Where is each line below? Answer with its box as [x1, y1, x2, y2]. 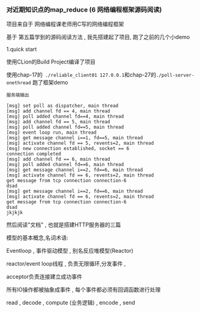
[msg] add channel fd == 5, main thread [6, 119, 111, 125]
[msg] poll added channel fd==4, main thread [6, 114, 124, 120]
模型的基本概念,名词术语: [6, 234, 69, 242]
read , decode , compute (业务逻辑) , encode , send [6, 299, 135, 307]
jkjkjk [6, 209, 23, 216]
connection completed [6, 151, 62, 157]
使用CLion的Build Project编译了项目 [6, 58, 96, 65]
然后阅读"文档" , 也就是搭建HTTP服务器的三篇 [6, 221, 121, 228]
